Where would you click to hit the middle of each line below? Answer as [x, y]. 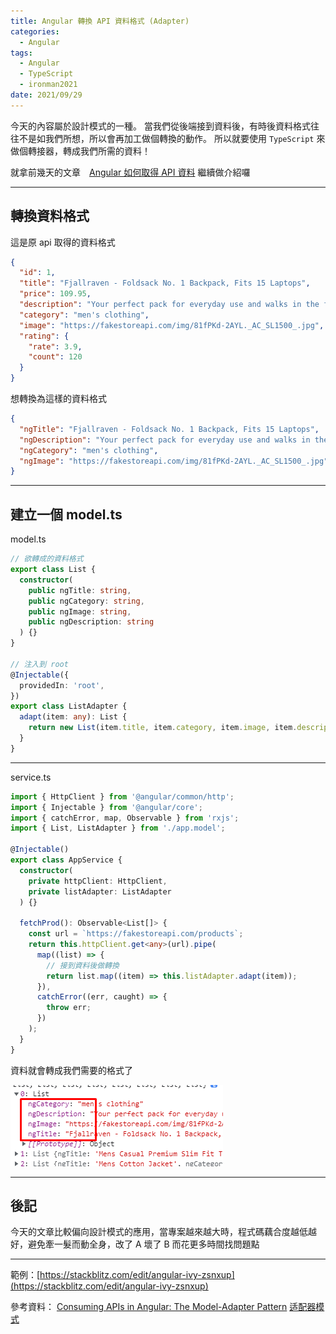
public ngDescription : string [91, 622]
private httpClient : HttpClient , [98, 881]
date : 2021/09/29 [46, 95]
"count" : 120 [55, 357]
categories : [35, 31]
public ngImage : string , [80, 611]
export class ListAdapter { [69, 706]
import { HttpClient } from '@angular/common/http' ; [122, 796]
